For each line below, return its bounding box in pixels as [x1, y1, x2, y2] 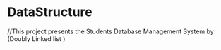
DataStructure [7, 4, 93, 20]
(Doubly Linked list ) [7, 34, 66, 42]
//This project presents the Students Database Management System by [7, 27, 214, 35]
